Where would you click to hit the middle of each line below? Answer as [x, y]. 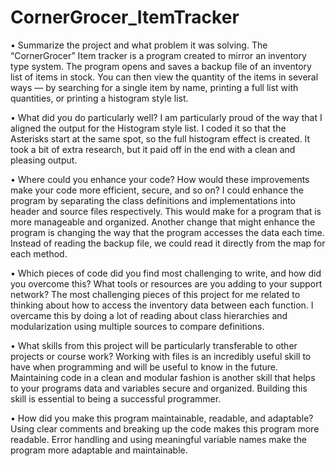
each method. [39, 253]
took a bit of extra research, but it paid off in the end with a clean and [153, 149]
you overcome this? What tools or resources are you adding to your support [166, 283]
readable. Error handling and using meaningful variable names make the [158, 439]
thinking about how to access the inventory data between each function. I [162, 305]
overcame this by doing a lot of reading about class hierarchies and [149, 315]
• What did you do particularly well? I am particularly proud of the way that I [166, 117]
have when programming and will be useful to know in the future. [144, 367]
